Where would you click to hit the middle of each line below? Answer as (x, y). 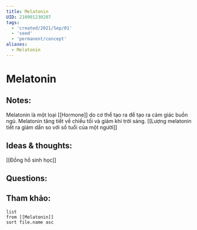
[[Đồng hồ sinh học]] (31, 160)
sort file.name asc (30, 222)
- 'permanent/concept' (39, 39)
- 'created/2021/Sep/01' (42, 28)
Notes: (19, 101)
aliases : (17, 45)
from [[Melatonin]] (30, 217)
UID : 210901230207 (29, 17)
